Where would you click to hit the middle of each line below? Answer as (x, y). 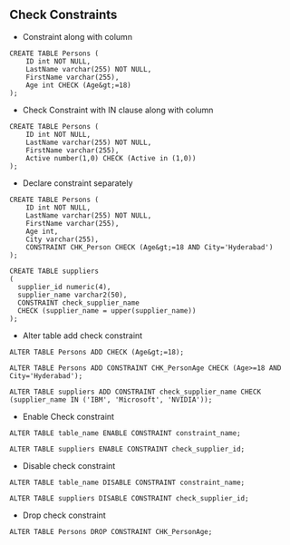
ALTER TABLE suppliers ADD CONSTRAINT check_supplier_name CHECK (135, 392)
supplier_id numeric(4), (64, 287)
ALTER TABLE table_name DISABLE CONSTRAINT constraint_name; (127, 482)
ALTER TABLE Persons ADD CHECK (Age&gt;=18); (97, 352)
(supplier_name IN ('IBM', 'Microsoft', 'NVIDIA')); (111, 399)
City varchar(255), (63, 239)
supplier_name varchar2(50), (72, 295)
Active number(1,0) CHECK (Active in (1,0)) (111, 158)
